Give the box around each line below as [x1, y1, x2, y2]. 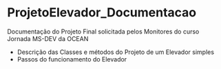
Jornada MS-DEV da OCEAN [7, 34, 89, 42]
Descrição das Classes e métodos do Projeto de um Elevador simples [17, 48, 215, 56]
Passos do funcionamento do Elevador [17, 55, 127, 63]
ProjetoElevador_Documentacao [7, 5, 197, 20]
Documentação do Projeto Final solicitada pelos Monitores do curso [7, 27, 200, 36]
